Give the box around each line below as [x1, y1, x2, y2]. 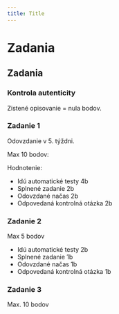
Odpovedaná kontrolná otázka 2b [17, 198, 113, 207]
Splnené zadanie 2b [17, 184, 75, 192]
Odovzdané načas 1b [17, 260, 77, 268]
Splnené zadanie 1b [17, 253, 73, 261]
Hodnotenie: [7, 163, 43, 172]
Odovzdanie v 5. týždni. [7, 136, 75, 145]
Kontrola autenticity [7, 88, 76, 98]
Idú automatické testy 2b [17, 246, 89, 254]
